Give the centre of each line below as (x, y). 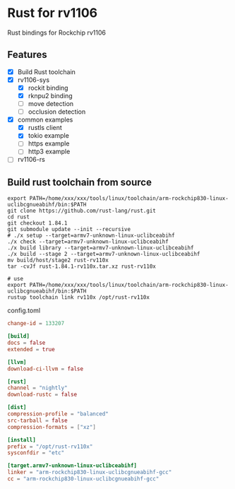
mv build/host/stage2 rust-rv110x (58, 260)
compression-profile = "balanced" (58, 414)
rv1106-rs (31, 160)
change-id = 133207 (36, 324)
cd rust (19, 217)
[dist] (17, 408)
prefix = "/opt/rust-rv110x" (50, 447)
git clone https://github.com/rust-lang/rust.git (82, 211)
